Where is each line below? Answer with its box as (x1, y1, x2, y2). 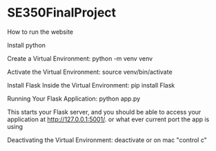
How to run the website (7, 28, 74, 36)
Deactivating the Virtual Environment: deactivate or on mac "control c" (7, 136, 207, 144)
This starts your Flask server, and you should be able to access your (7, 108, 202, 116)
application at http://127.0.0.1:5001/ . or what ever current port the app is (7, 115, 210, 123)
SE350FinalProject (7, 5, 117, 21)
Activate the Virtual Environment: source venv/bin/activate (7, 68, 173, 76)
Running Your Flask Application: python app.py (7, 94, 141, 103)
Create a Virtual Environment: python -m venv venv (7, 54, 153, 63)
